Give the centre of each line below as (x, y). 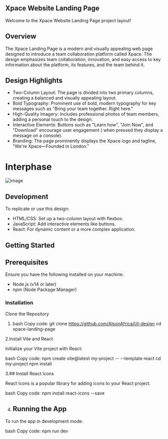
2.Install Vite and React (29, 338)
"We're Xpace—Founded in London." (51, 147)
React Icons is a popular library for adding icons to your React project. (78, 383)
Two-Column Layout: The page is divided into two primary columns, (83, 92)
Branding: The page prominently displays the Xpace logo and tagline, (85, 141)
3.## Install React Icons (30, 373)
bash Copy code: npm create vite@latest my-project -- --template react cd (83, 358)
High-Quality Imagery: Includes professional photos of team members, (86, 114)
